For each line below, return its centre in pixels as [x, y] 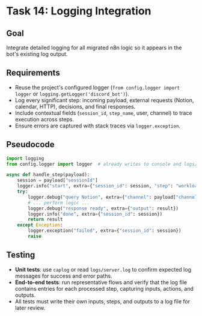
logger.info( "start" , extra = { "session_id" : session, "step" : [95, 186]
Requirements [33, 73]
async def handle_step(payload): [48, 175]
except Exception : [40, 225]
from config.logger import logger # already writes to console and [94, 164]
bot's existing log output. [37, 54]
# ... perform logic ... [59, 202]
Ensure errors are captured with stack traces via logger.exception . [98, 126]
